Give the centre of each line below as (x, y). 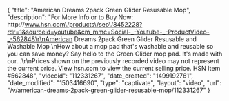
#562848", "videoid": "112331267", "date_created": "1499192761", (100, 76)
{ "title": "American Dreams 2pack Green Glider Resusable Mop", (99, 10)
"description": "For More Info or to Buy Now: (70, 17)
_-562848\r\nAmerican (40, 39)
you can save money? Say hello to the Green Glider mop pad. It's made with (115, 54)
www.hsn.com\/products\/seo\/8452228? (83, 24)
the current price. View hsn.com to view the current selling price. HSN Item (114, 68)
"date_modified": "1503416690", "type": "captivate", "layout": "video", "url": (114, 83)
